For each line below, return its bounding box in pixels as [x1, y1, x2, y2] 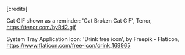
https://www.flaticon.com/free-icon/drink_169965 [6, 42, 131, 49]
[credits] [6, 5, 28, 12]
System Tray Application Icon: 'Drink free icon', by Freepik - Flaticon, [6, 35, 180, 42]
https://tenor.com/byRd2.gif [6, 24, 76, 31]
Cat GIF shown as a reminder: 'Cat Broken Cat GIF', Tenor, [6, 17, 153, 24]
